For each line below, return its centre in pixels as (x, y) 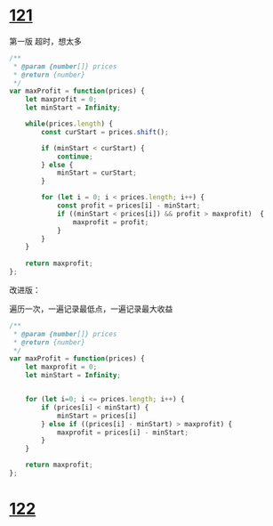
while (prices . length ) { (69, 124)
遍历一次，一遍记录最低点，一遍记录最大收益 (91, 309)
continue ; (75, 157)
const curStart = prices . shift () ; (105, 132)
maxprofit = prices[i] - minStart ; (123, 433)
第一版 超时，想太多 (45, 41)
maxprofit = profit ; (111, 222)
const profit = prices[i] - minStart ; (128, 206)
